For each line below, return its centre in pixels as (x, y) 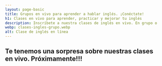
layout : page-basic (25, 9)
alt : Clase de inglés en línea (37, 32)
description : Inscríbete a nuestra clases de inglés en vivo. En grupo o (81, 23)
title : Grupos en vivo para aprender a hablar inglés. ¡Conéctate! (75, 14)
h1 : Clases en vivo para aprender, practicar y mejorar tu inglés (73, 18)
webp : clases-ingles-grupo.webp (38, 27)
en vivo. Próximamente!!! (44, 59)
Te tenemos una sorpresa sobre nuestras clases (79, 51)
